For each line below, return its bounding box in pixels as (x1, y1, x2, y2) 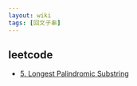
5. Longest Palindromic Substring (19, 69, 129, 79)
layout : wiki (8, 11, 52, 20)
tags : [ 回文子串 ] (8, 19, 61, 27)
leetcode (8, 48, 53, 62)
